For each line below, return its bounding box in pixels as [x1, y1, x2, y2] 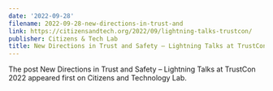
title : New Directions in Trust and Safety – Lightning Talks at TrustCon [8, 42, 267, 50]
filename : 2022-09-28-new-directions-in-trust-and [8, 19, 184, 28]
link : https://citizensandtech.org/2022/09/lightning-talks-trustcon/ [8, 27, 253, 35]
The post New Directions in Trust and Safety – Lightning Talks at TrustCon [8, 64, 256, 74]
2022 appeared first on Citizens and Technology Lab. [8, 73, 187, 83]
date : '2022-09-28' [8, 11, 75, 20]
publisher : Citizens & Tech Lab [8, 34, 118, 43]
